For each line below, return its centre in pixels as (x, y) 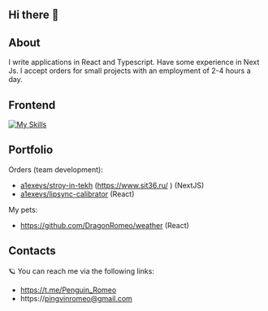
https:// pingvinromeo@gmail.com (76, 298)
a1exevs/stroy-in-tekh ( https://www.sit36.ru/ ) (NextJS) (112, 185)
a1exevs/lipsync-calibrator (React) (77, 194)
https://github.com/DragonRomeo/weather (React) (104, 225)
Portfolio (31, 150)
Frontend (32, 105)
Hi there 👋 (34, 15)
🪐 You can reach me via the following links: (81, 271)
